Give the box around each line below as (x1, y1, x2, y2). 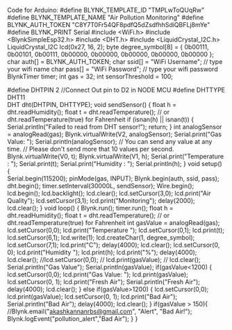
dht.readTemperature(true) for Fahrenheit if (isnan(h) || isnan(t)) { (7, 115, 194, 124)
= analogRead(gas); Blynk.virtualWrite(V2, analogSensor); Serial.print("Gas (7, 130, 222, 138)
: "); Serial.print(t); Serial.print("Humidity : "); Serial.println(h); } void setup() (7, 160, 222, 167)
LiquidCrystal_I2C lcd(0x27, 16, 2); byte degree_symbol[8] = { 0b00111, (7, 43, 210, 51)
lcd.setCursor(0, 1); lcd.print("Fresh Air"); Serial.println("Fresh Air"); (7, 278, 200, 286)
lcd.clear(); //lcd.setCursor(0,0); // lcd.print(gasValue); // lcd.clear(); (7, 256, 201, 263)
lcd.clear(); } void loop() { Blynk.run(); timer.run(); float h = (7, 204, 174, 212)
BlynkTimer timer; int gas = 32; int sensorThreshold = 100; (7, 72, 174, 81)
